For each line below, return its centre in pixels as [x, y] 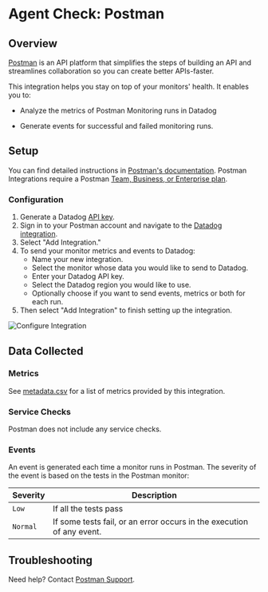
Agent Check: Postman [87, 14]
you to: [20, 95]
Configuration [36, 199]
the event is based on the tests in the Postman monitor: [99, 475]
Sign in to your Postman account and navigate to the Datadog [121, 225]
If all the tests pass [88, 509]
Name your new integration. [77, 260]
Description [154, 495]
